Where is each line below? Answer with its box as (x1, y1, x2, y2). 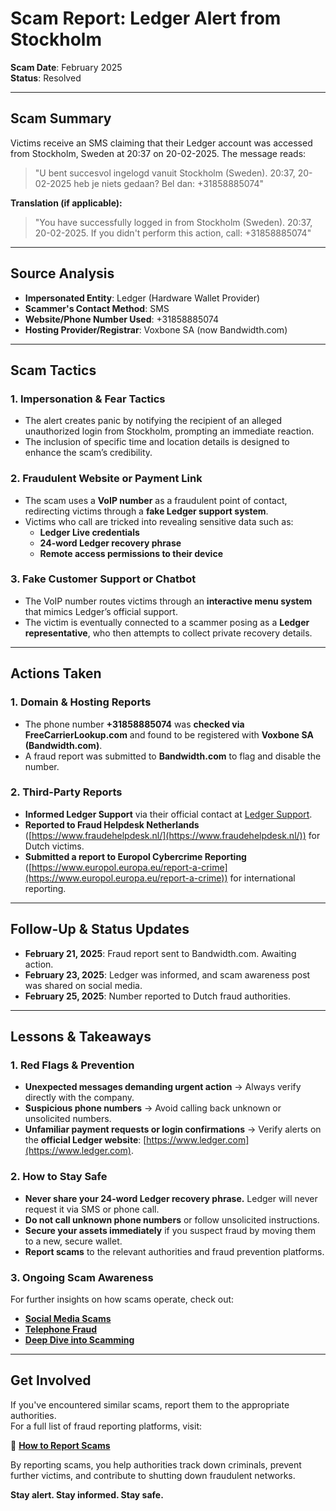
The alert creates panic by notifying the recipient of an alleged (24, 415, 283, 427)
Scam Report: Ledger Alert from (10, 7, 282, 30)
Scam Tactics (10, 362, 97, 379)
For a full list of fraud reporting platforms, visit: (10, 1420, 203, 1432)
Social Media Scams (24, 1312, 112, 1324)
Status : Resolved (10, 72, 82, 84)
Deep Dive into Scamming (24, 1333, 135, 1346)
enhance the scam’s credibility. (24, 447, 153, 459)
